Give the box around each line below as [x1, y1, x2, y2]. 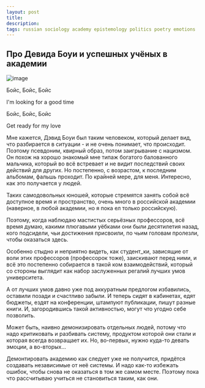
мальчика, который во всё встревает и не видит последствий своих [6, 160, 185, 167]
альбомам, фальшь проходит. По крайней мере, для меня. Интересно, [6, 173, 192, 181]
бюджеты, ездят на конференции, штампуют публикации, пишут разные [6, 299, 196, 306]
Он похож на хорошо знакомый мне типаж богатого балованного [6, 154, 178, 161]
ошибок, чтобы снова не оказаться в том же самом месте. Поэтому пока [6, 368, 199, 376]
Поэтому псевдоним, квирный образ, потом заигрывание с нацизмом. [6, 147, 192, 154]
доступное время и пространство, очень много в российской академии [6, 198, 196, 205]
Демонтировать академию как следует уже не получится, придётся [6, 355, 185, 362]
